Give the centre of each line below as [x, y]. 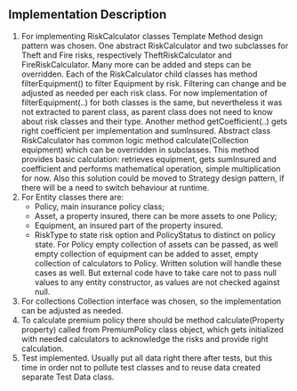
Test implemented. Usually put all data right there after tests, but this [147, 358]
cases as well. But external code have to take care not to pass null [156, 273]
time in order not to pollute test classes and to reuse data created [141, 367]
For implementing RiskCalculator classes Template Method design [142, 36]
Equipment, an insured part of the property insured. [129, 225]
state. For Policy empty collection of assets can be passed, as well [156, 244]
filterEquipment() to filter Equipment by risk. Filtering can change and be [153, 83]
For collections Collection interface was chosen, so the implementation [151, 301]
